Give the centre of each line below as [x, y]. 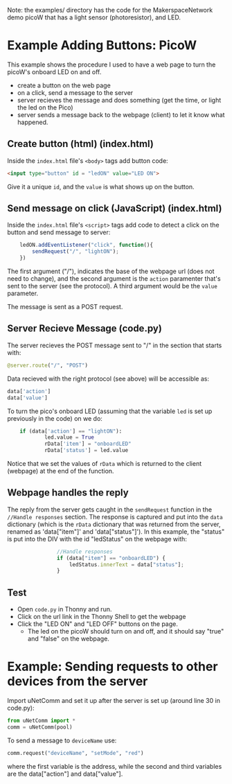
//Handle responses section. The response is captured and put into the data [115, 516]
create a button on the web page [64, 85]
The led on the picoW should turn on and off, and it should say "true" [126, 631]
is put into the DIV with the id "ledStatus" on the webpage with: [97, 539]
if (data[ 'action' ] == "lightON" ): [71, 431]
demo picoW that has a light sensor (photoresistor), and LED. [94, 17]
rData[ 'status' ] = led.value [86, 451]
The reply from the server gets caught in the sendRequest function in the [110, 509]
